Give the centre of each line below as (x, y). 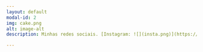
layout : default (27, 12)
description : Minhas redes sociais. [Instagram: (69, 34)
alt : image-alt (25, 29)
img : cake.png (24, 23)
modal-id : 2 (21, 18)
